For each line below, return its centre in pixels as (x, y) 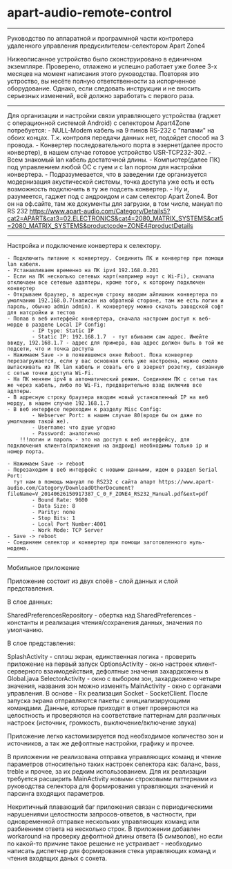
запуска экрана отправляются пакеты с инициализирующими (99, 700)
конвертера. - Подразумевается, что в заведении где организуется (107, 174)
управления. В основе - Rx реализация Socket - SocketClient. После (108, 693)
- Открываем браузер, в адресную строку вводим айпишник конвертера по (112, 294)
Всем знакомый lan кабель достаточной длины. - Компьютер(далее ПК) (114, 160)
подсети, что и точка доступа (51, 349)
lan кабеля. (24, 264)
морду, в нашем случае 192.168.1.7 (58, 403)
